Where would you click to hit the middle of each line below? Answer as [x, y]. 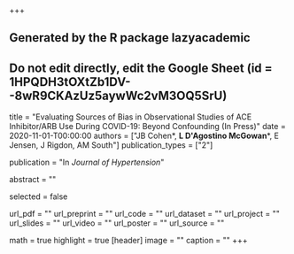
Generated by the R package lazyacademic [130, 38]
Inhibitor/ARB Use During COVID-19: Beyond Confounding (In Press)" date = [147, 127]
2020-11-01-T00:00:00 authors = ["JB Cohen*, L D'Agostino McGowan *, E [144, 136]
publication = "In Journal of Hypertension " [87, 162]
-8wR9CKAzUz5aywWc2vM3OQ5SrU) [118, 95]
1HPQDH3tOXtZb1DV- [70, 82]
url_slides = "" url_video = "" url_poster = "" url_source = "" [117, 223]
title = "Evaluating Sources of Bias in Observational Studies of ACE [131, 117]
